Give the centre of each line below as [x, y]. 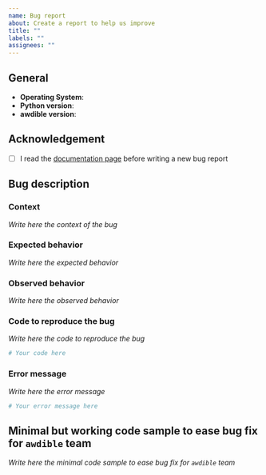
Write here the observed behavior [64, 301]
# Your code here [37, 353]
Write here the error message [57, 391]
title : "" [25, 30]
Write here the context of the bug [63, 224]
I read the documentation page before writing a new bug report [124, 158]
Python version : [47, 106]
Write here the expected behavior [64, 262]
